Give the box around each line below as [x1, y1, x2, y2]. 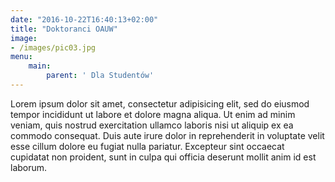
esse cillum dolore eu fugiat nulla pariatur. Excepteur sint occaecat [10, 140, 285, 152]
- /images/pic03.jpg [10, 42, 97, 53]
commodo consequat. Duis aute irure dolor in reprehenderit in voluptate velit [10, 129, 325, 141]
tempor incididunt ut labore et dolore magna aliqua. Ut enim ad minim [10, 108, 296, 120]
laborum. [10, 161, 48, 173]
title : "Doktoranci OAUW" [10, 24, 118, 34]
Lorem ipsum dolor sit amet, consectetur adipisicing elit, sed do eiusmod [10, 97, 310, 110]
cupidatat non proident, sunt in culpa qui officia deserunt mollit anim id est [10, 151, 317, 163]
